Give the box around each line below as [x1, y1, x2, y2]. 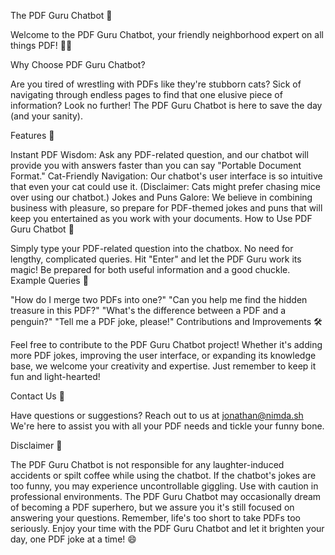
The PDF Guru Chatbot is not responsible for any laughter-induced [10, 459, 285, 470]
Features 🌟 [10, 130, 55, 141]
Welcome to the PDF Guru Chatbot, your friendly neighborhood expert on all [10, 29, 324, 40]
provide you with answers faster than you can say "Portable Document [10, 160, 302, 171]
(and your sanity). [10, 110, 83, 122]
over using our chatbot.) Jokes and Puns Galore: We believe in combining [10, 191, 313, 203]
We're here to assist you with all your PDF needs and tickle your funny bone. [10, 420, 325, 432]
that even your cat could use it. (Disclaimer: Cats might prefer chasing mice [10, 181, 321, 192]
